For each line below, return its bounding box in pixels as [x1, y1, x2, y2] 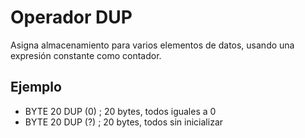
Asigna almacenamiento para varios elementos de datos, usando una [10, 39, 295, 51]
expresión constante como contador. [10, 49, 162, 61]
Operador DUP [10, 6, 133, 29]
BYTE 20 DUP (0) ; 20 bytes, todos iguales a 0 [24, 105, 217, 117]
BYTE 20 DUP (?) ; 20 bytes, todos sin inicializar [24, 116, 224, 128]
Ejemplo [10, 79, 62, 96]
